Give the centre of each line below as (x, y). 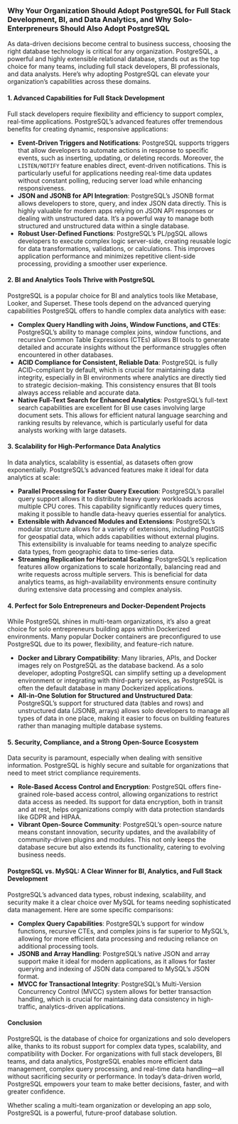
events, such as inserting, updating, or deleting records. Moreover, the (120, 158)
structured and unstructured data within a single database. (103, 225)
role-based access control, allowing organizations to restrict (130, 794)
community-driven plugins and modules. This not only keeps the (112, 840)
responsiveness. (42, 188)
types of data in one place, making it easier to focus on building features (124, 718)
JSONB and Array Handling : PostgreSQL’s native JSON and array (114, 953)
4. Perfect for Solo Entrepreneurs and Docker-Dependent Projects (107, 606)
